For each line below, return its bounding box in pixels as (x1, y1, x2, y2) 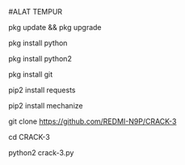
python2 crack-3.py (8, 148, 74, 157)
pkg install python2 (8, 54, 73, 63)
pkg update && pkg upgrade (8, 23, 103, 32)
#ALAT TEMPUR (8, 7, 63, 16)
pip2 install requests (8, 85, 76, 95)
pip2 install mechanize (8, 101, 83, 110)
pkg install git (8, 70, 53, 79)
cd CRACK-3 (8, 133, 50, 142)
